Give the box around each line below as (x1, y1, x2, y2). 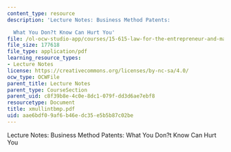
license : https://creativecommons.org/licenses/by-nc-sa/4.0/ (7, 67, 189, 74)
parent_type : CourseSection (7, 87, 88, 94)
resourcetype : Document (7, 99, 76, 107)
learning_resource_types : (7, 54, 81, 62)
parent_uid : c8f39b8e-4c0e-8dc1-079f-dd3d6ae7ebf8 (7, 93, 155, 100)
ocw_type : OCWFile (7, 74, 60, 80)
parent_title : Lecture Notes (7, 80, 91, 87)
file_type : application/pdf (7, 48, 88, 55)
